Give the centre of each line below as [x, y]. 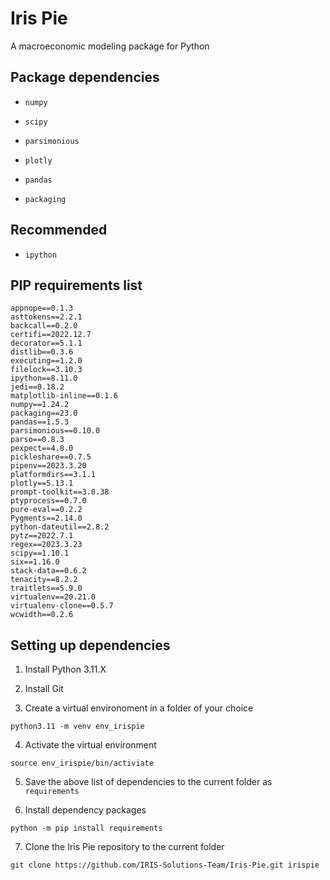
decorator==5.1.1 [46, 343]
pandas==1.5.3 [40, 422]
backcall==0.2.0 [44, 326]
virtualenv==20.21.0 [53, 597]
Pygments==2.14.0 [46, 518]
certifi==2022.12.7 [51, 335]
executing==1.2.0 [46, 361]
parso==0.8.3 [37, 440]
